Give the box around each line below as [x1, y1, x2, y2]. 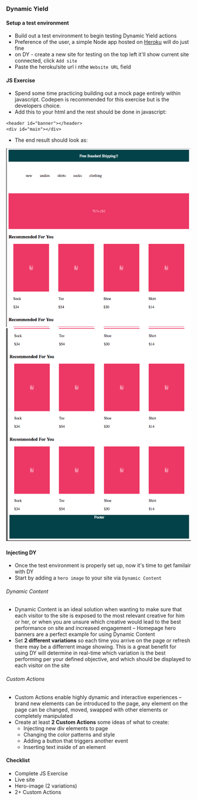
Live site [14, 776, 35, 783]
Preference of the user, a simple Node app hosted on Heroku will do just [14, 39, 189, 46]
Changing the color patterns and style [23, 731, 116, 738]
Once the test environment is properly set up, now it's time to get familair [14, 562, 191, 569]
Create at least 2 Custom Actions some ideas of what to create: [14, 719, 169, 726]
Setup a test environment [6, 19, 69, 26]
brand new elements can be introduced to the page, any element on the [14, 700, 188, 707]
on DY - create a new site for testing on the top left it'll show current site [14, 51, 189, 58]
